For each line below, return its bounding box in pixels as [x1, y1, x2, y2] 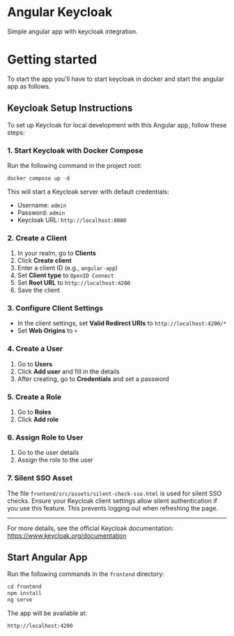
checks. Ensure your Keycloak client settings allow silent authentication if [7, 496, 218, 505]
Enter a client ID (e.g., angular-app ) [17, 264, 118, 272]
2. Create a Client [7, 233, 68, 242]
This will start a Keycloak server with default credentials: [7, 187, 169, 196]
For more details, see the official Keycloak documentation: [7, 524, 174, 532]
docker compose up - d [7, 175, 70, 182]
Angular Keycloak [7, 4, 113, 20]
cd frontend [7, 583, 42, 591]
